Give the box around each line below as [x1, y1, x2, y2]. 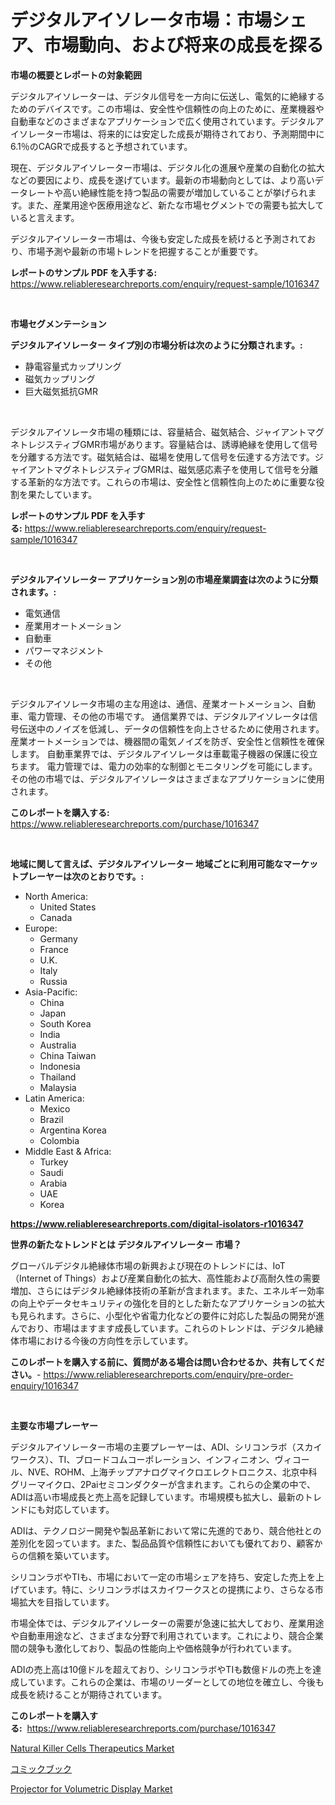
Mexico [39, 1102, 71, 1115]
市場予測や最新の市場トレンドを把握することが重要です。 [27, 245, 264, 257]
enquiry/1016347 [10, 1379, 79, 1391]
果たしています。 [27, 488, 98, 500]
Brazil [39, 1113, 64, 1125]
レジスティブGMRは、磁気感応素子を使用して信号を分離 [88, 463, 319, 475]
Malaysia [39, 1081, 77, 1093]
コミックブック [10, 1762, 72, 1775]
